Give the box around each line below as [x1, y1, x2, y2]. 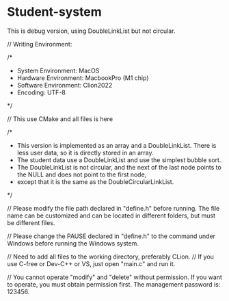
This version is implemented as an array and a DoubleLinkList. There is [16, 141, 217, 149]
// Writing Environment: [7, 40, 72, 48]
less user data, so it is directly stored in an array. [16, 148, 154, 157]
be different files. [7, 218, 55, 226]
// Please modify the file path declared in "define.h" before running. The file [7, 204, 220, 212]
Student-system [7, 4, 103, 20]
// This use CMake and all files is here [7, 114, 113, 123]
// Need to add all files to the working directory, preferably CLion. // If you [7, 252, 214, 261]
